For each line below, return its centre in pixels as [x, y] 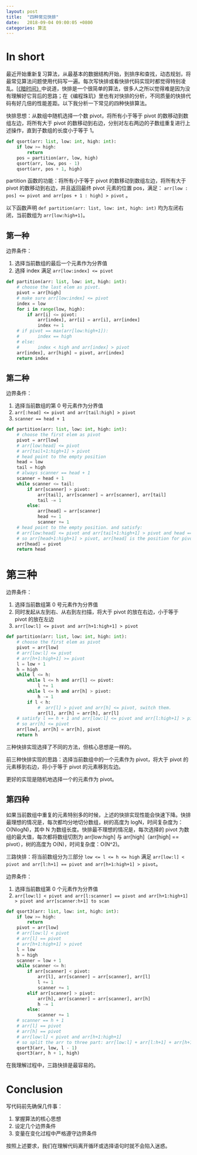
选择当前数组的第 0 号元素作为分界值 [59, 406]
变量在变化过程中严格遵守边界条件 [56, 1133]
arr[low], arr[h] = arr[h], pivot [59, 730]
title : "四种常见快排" [32, 17]
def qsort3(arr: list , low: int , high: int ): [62, 911]
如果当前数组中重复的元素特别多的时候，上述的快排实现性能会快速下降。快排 [98, 814]
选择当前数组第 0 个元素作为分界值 [56, 889]
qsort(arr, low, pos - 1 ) [48, 163]
